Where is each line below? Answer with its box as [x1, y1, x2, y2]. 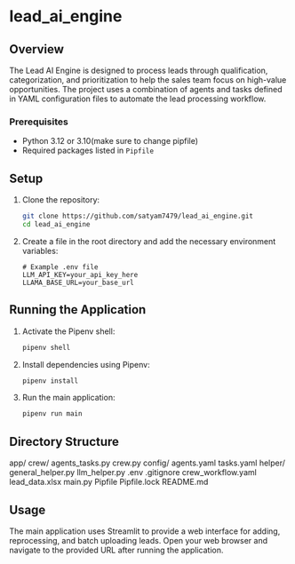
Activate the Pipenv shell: [21, 326, 116, 337]
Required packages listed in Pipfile [21, 145, 154, 156]
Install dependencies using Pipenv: [21, 359, 150, 369]
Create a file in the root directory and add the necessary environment [21, 235, 276, 246]
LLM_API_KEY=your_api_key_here [21, 270, 139, 279]
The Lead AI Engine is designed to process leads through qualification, [9, 65, 268, 75]
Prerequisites [9, 115, 68, 128]
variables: [21, 245, 59, 256]
